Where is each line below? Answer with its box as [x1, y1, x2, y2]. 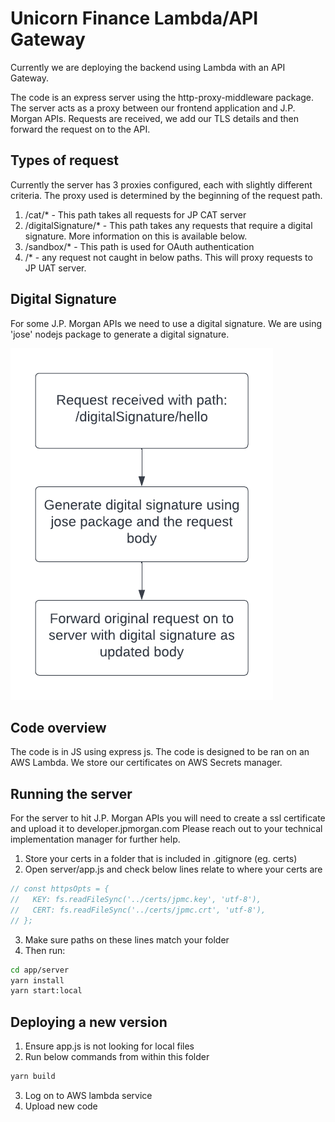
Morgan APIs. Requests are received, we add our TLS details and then [10, 112, 299, 124]
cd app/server [10, 965, 70, 975]
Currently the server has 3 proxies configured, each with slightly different [10, 178, 313, 191]
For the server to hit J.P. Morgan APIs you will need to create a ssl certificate [10, 812, 326, 824]
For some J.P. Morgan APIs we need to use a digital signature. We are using [10, 317, 323, 329]
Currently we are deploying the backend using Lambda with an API [10, 61, 286, 73]
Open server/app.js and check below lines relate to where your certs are [24, 863, 323, 876]
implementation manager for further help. [10, 833, 181, 846]
